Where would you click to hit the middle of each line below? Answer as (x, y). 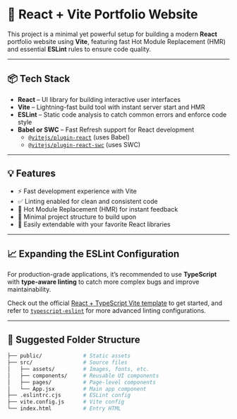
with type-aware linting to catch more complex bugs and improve (103, 282)
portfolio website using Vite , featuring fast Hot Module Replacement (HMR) (116, 41)
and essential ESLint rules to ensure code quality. (79, 49)
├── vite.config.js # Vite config (66, 402)
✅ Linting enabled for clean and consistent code (87, 201)
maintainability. (29, 289)
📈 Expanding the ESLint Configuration (93, 254)
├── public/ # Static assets (69, 356)
